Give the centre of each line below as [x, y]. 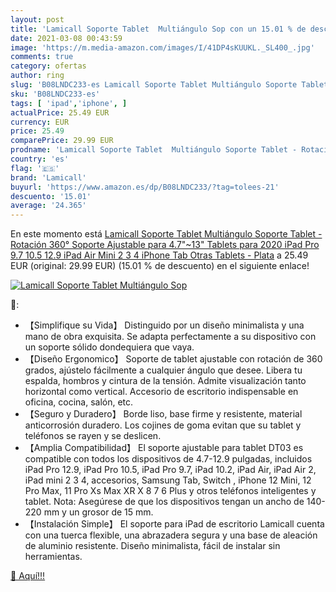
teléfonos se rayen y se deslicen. [93, 436]
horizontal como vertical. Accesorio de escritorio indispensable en [161, 392]
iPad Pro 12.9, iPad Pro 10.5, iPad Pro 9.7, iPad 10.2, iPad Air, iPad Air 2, [170, 470]
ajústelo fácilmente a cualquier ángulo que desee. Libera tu [180, 370]
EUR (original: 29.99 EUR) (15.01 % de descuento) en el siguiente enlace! [160, 266]
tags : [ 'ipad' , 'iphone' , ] [69, 103]
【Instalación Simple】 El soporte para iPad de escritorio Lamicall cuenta [174, 524]
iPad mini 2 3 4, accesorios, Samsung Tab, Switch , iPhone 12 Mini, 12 [168, 480]
